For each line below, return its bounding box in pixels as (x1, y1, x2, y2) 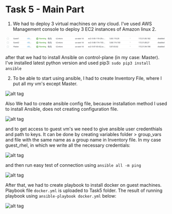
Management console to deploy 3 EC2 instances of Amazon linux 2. (12, 26, 157, 32)
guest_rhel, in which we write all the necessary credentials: (5, 142, 131, 148)
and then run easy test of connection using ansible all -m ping (5, 162, 141, 168)
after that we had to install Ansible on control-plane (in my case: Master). (5, 54, 160, 61)
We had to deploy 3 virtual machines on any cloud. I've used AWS (12, 21, 152, 27)
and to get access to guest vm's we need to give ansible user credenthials (5, 126, 163, 132)
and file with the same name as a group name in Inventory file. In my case (5, 137, 161, 143)
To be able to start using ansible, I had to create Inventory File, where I (12, 75, 162, 82)
